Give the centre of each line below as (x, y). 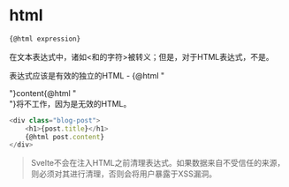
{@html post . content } (65, 137)
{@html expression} (45, 39)
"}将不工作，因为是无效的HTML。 (70, 103)
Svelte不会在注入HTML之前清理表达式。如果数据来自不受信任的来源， (158, 163)
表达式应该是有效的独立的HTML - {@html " (87, 75)
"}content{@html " (43, 93)
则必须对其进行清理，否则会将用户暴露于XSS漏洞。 (124, 174)
